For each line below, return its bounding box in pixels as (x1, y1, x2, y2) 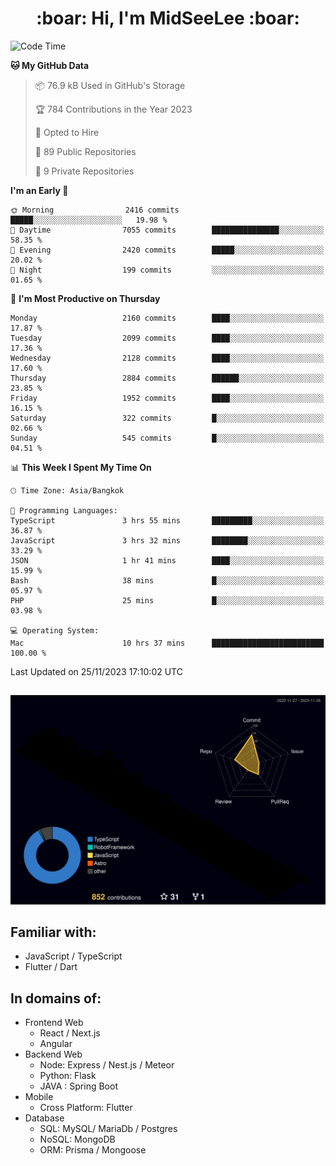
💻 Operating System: (10, 625, 100, 636)
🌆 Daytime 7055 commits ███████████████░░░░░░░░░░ (10, 225, 325, 235)
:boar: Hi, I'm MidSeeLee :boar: (36, 7, 300, 30)
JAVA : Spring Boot (39, 1080, 118, 1092)
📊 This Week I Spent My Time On (10, 461, 152, 473)
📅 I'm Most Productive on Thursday (10, 292, 161, 304)
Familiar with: (10, 923, 97, 941)
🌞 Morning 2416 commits (10, 205, 180, 215)
